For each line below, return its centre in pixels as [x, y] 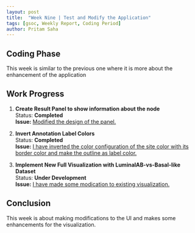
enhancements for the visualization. [51, 224]
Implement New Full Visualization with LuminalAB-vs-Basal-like [98, 165]
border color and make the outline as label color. [76, 152]
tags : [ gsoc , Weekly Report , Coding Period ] [64, 23]
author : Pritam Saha [33, 29]
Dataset [25, 171]
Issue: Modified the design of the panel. [66, 121]
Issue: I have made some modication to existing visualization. [92, 184]
